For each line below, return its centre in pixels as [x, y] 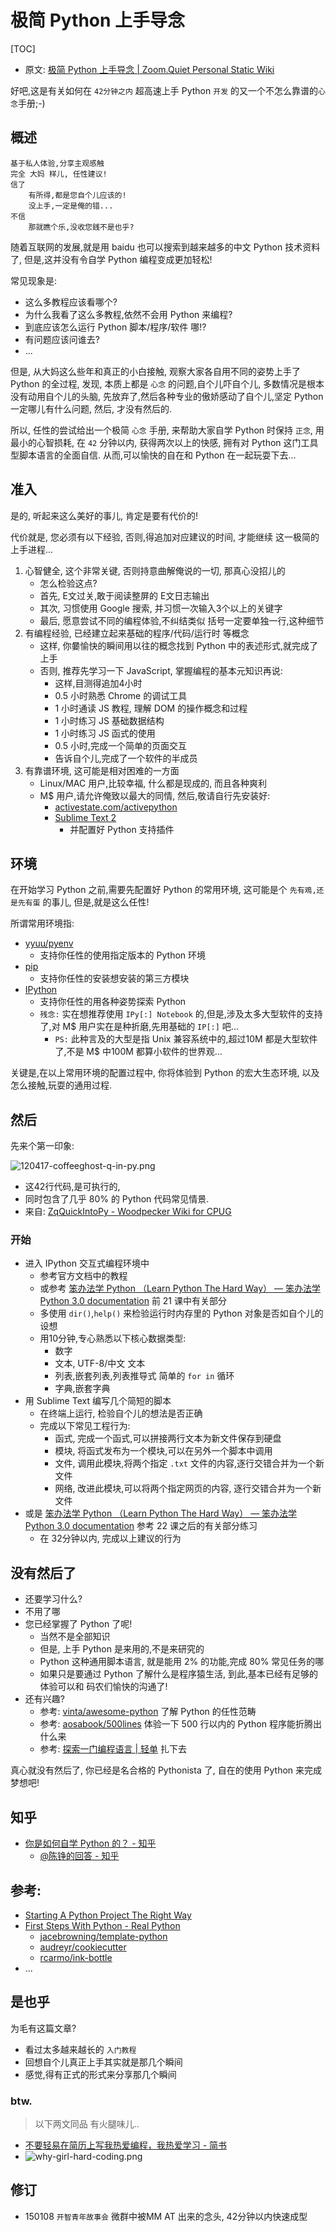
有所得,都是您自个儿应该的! [77, 195]
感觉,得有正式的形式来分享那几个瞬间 [100, 2074]
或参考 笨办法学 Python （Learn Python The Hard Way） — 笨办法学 [180, 1288]
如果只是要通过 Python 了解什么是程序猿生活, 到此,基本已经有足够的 [179, 1674]
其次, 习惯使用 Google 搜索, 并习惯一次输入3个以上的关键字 [161, 608]
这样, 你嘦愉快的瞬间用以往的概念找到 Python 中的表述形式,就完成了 [179, 645]
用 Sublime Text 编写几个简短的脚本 [98, 1401]
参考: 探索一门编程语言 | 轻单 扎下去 [113, 1749]
